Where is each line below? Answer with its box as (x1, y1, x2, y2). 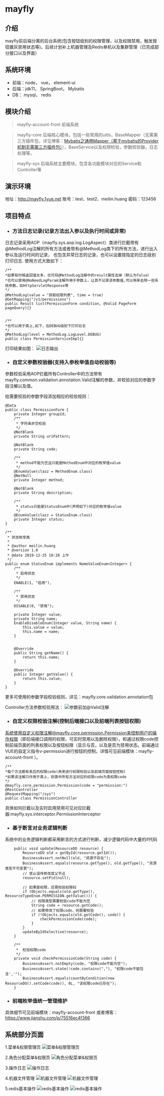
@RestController (5, 787, 38, 792)
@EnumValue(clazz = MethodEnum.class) (14, 469, 93, 474)
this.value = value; (22, 625, 64, 630)
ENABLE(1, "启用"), (14, 580, 52, 585)
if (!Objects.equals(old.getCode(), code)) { (31, 912, 125, 917)
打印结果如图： (5, 346, 35, 352)
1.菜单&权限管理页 (5, 1044, 41, 1050)
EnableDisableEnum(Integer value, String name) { (14, 621, 117, 626)
